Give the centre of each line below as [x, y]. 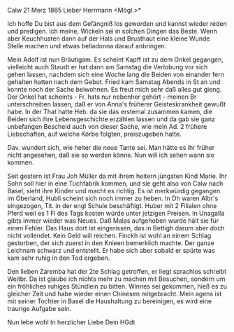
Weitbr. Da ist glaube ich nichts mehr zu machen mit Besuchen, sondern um [116, 279]
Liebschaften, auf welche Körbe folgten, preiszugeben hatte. [94, 134]
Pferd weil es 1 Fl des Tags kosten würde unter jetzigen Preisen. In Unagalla [116, 213]
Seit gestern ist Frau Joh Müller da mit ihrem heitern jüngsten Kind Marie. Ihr [117, 176]
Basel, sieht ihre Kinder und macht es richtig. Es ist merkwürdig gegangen [114, 191]
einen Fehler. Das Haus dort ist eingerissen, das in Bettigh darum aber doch [116, 228]
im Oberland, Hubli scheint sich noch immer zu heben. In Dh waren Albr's [113, 198]
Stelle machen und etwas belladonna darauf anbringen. [87, 46]
